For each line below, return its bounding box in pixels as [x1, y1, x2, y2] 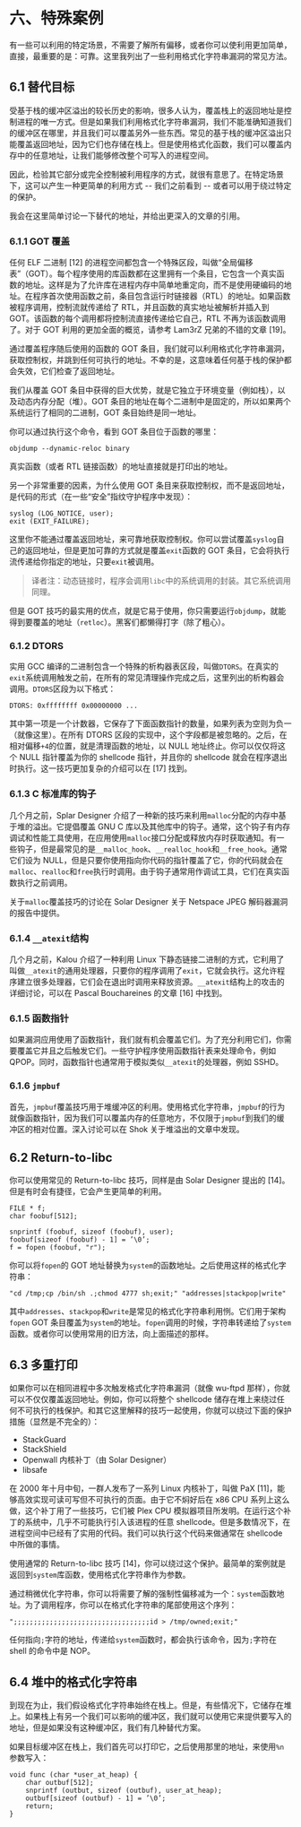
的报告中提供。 [9, 907, 64, 918]
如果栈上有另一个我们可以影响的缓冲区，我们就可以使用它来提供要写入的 [24, 1710, 292, 1721]
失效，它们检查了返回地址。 [16, 366, 119, 377]
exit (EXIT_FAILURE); [9, 517, 90, 526]
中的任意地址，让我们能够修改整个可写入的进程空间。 [16, 150, 213, 160]
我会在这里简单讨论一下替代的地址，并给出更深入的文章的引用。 [9, 210, 245, 221]
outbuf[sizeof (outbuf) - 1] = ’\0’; [25, 1794, 167, 1803]
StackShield [21, 1444, 67, 1455]
